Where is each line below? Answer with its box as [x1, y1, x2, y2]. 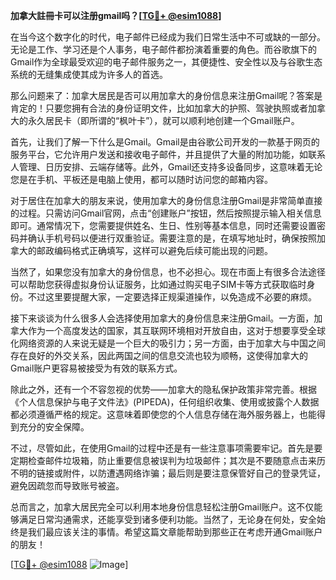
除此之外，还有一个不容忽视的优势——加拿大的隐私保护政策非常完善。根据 [10, 384, 317, 395]
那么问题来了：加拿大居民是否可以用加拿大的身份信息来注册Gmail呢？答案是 [10, 90, 323, 101]
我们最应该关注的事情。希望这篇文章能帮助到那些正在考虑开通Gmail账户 [27, 526, 323, 538]
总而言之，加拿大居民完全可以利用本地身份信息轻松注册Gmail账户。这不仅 [10, 501, 315, 513]
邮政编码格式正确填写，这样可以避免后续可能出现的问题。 [36, 245, 273, 256]
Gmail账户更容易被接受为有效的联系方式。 [10, 362, 183, 374]
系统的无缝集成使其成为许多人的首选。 [10, 69, 168, 80]
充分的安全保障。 [18, 421, 90, 433]
